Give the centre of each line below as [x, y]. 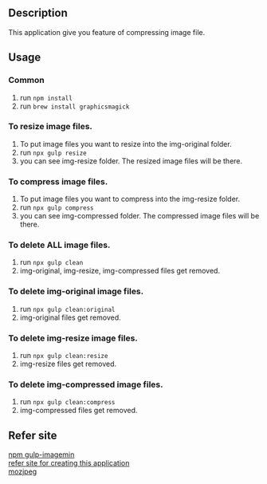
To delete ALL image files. [59, 245]
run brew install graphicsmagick [75, 106]
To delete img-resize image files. [73, 338]
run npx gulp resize [53, 152]
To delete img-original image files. [76, 292]
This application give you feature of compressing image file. [107, 32]
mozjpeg [23, 472]
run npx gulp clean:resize [64, 355]
